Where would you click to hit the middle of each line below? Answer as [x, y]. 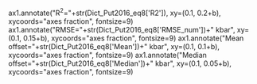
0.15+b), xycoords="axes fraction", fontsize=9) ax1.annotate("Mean [134, 38]
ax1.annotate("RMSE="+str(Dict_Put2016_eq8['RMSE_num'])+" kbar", [122, 29]
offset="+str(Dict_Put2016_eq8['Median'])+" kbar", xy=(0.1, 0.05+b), [120, 63]
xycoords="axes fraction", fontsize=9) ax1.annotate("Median [107, 55]
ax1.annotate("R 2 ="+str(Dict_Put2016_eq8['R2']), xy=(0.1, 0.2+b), [115, 12]
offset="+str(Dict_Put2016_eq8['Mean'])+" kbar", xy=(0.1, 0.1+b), [114, 46]
